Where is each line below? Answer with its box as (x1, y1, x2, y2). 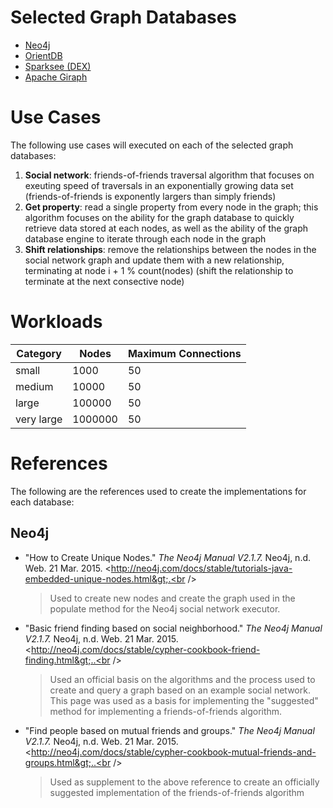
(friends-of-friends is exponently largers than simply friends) (24, 190, 277, 202)
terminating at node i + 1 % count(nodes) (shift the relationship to (24, 264, 294, 276)
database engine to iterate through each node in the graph (24, 232, 267, 245)
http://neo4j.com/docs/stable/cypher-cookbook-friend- (31, 643, 261, 655)
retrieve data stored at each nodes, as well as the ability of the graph (24, 222, 309, 234)
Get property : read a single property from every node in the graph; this (24, 201, 319, 213)
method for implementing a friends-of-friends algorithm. (49, 705, 283, 717)
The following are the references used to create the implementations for (10, 485, 307, 497)
